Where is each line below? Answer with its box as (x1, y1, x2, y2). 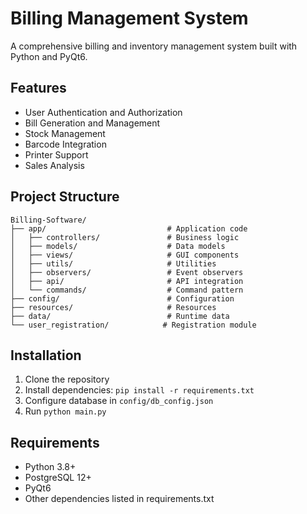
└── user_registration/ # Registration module (10, 320, 257, 330)
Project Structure (10, 188, 120, 206)
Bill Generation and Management (24, 117, 161, 129)
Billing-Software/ (10, 215, 87, 225)
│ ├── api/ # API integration (10, 276, 244, 286)
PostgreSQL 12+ (24, 472, 92, 484)
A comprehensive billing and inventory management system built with (10, 40, 298, 52)
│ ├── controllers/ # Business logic (10, 232, 240, 242)
